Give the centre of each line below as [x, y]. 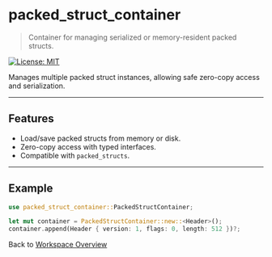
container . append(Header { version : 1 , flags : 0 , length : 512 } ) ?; [125, 229]
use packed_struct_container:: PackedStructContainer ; [101, 207]
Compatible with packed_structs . [75, 155]
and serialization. [37, 86]
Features [31, 119]
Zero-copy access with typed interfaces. [88, 146]
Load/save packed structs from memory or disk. [100, 138]
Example [31, 189]
